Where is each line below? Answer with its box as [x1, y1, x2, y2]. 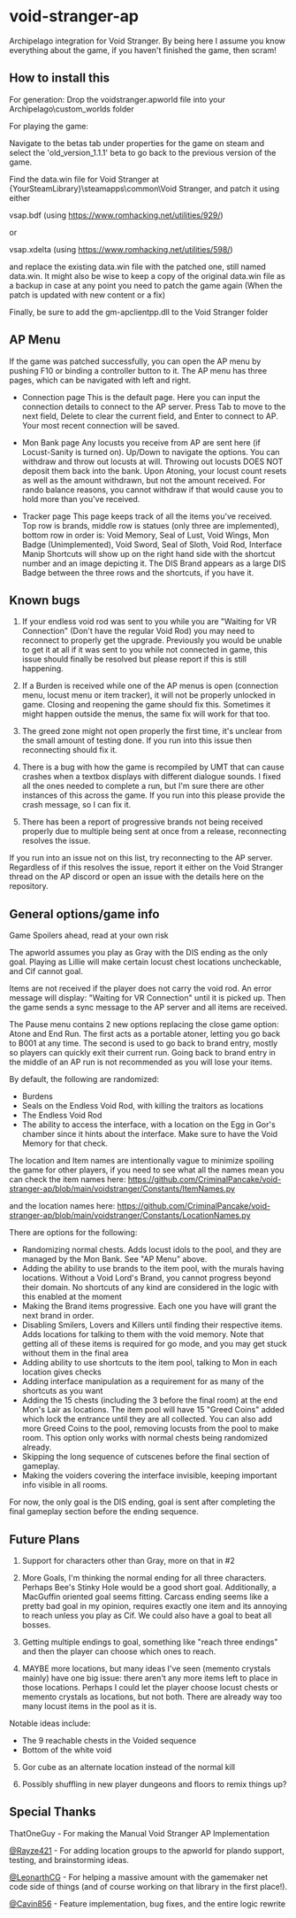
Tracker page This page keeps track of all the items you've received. [21, 511, 272, 522]
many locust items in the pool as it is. [21, 1701, 157, 1711]
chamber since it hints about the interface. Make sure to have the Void [21, 1129, 278, 1140]
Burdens [21, 1091, 53, 1102]
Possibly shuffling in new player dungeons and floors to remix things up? [21, 1779, 287, 1790]
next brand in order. [21, 1311, 95, 1321]
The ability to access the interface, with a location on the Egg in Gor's [21, 1119, 276, 1130]
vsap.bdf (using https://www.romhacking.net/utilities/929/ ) [9, 210, 224, 220]
